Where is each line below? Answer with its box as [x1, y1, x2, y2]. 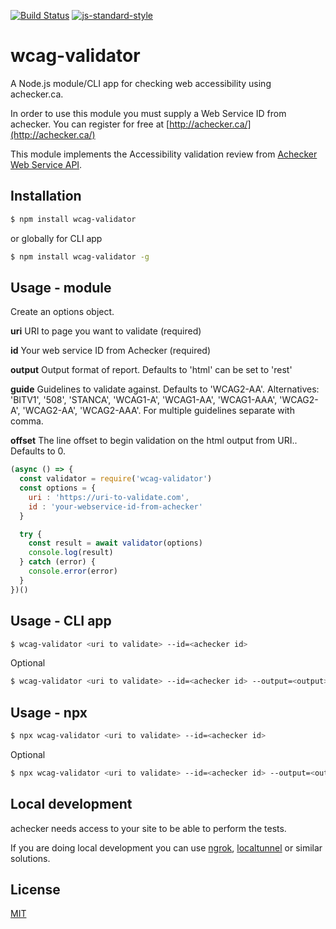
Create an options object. [10, 306, 115, 318]
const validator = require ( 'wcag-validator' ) [19, 474, 213, 484]
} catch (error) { [19, 557, 97, 567]
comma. [10, 415, 44, 427]
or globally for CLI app [10, 232, 103, 244]
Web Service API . [10, 158, 83, 170]
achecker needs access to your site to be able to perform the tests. [10, 822, 287, 834]
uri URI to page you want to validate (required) [10, 325, 202, 337]
